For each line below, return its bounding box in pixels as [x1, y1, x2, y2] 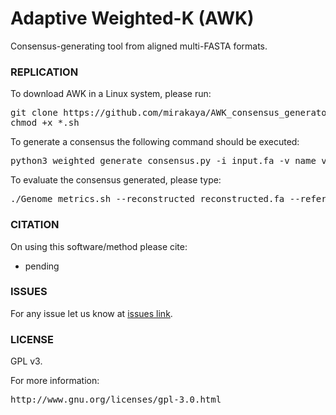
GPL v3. [10, 355, 43, 367]
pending [24, 260, 60, 272]
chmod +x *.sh [10, 117, 80, 129]
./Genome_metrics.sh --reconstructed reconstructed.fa [10, 193, 285, 205]
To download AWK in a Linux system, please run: [10, 88, 212, 100]
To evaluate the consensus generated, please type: [10, 174, 222, 186]
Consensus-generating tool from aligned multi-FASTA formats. [10, 40, 268, 52]
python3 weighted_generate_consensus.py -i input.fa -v [10, 155, 290, 167]
